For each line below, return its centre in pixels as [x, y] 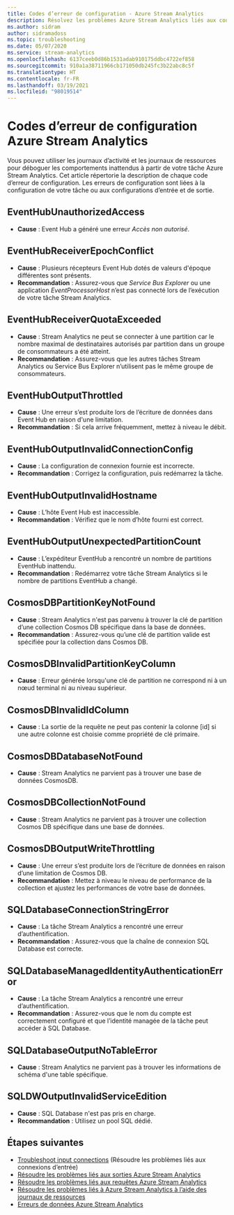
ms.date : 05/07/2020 [37, 46]
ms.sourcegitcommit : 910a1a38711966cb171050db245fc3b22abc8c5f [101, 66]
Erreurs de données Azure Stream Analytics [80, 1204]
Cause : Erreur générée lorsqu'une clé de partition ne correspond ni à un [122, 681]
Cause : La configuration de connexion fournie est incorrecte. [106, 466]
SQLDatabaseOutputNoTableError [83, 1050]
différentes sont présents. [54, 275]
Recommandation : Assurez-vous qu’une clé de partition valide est [114, 634]
